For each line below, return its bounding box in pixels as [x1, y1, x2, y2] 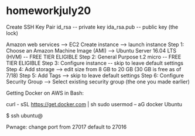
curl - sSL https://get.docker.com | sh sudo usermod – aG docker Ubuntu [6, 100, 183, 107]
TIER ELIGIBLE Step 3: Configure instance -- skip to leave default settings [6, 60, 183, 67]
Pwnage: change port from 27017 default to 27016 [6, 123, 127, 130]
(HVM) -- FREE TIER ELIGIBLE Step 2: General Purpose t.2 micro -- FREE [6, 53, 182, 60]
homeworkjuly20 [6, 4, 91, 18]
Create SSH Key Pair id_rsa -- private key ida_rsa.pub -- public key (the [6, 23, 179, 30]
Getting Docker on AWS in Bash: [6, 89, 84, 96]
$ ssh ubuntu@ [6, 112, 43, 119]
